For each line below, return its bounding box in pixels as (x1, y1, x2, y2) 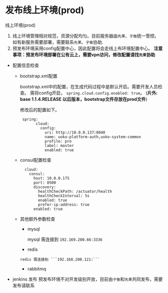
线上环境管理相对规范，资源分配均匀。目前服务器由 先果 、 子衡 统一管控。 (12, 33, 159, 39)
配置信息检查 (12, 62, 39, 68)
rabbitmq (27, 265, 46, 271)
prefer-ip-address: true (37, 202, 90, 207)
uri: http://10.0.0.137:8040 (44, 130, 105, 135)
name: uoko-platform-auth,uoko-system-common (44, 134, 141, 139)
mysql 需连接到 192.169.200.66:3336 (27, 236, 102, 242)
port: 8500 (33, 180, 56, 185)
